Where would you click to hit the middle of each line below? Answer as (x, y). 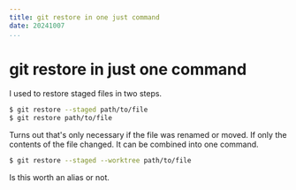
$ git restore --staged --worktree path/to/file (100, 161)
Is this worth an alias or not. (60, 178)
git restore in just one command (128, 69)
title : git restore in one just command (85, 17)
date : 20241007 (37, 26)
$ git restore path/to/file (61, 118)
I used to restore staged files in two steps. (85, 94)
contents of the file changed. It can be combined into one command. (134, 144)
